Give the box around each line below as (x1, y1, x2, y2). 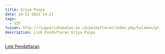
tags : (5, 16, 16, 21)
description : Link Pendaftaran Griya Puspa (5, 30, 96, 35)
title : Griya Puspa (5, 7, 45, 12)
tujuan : (5, 26, 21, 30)
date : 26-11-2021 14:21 (5, 12, 54, 17)
